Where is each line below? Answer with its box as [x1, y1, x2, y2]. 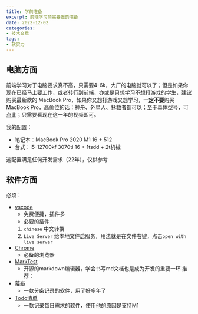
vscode [14, 203, 34, 210]
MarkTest [14, 257, 38, 265]
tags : [6, 36, 19, 42]
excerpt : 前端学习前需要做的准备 [6, 14, 78, 20]
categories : [6, 25, 35, 31]
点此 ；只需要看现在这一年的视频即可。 [6, 111, 99, 118]
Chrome [14, 244, 35, 251]
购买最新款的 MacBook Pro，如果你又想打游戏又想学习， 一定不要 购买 [6, 96, 175, 103]
